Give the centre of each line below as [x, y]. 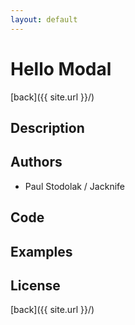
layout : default [44, 19]
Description [47, 127]
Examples [41, 251]
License [35, 285]
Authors [36, 162]
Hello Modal [61, 68]
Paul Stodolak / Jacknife [74, 186]
